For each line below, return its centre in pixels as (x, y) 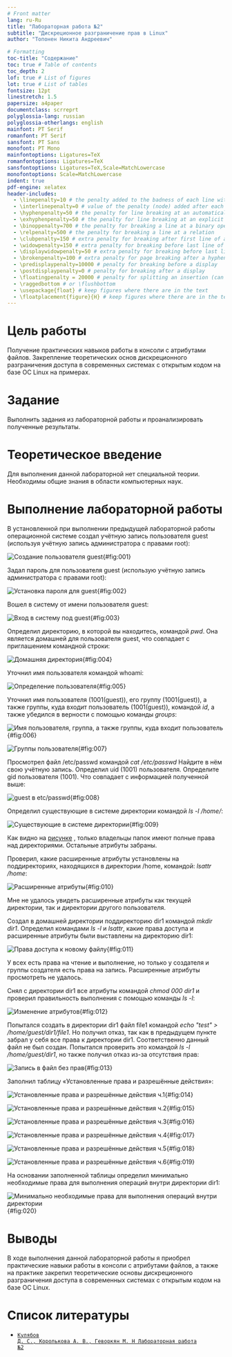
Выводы (32, 1239)
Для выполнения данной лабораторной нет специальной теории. (104, 474)
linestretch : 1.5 (32, 97)
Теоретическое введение (85, 455)
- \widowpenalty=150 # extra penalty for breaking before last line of (119, 245)
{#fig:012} (94, 1012)
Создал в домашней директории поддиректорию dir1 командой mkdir (110, 921)
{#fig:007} (93, 748)
